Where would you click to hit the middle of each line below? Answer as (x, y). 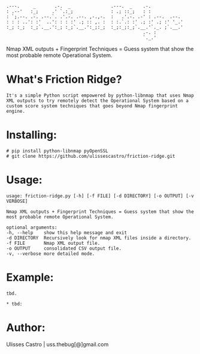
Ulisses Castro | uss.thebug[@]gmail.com (57, 344)
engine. (16, 111)
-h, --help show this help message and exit (67, 232)
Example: (30, 277)
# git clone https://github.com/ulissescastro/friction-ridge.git (91, 156)
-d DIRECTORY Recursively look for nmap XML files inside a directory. (99, 238)
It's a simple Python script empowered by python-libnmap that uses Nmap (100, 95)
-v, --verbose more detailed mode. (51, 253)
